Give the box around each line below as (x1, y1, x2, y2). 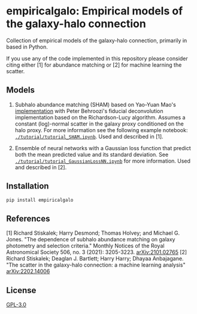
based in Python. (6, 43, 48, 50)
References (6, 213, 50, 223)
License (6, 285, 37, 295)
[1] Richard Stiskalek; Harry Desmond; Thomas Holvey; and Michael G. (6, 229, 180, 237)
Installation (6, 181, 49, 192)
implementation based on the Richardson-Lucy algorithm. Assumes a (14, 113, 186, 121)
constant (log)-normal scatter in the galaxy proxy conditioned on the (14, 120, 184, 127)
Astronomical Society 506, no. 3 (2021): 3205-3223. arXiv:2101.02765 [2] (6, 249, 187, 256)
